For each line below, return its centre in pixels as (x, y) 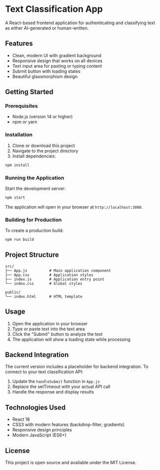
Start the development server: (35, 188)
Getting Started (29, 92)
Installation (19, 135)
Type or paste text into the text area (48, 329)
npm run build (20, 240)
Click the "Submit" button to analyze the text (57, 334)
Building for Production (33, 220)
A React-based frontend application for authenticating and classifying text (80, 23)
